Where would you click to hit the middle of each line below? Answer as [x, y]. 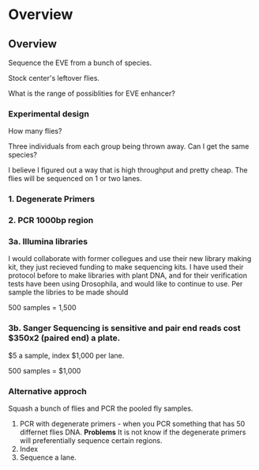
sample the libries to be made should [68, 292]
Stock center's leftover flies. [54, 78]
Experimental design [49, 114]
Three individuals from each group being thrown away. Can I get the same [129, 146]
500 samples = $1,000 [45, 370]
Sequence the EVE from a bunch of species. [80, 63]
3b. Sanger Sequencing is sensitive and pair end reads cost [124, 328]
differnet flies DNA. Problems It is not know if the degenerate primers [133, 432]
